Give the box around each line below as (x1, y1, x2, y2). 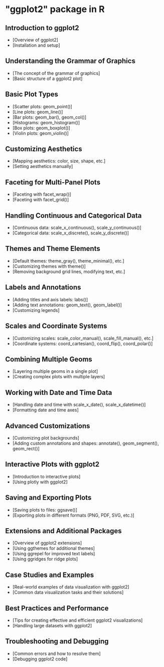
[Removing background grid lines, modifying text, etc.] (12, 268, 125, 275)
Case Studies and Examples (5, 570, 94, 579)
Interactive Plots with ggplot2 (5, 460, 99, 469)
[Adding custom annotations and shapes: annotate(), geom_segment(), (12, 440, 159, 446)
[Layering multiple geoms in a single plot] (12, 368, 98, 374)
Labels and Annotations (5, 283, 81, 292)
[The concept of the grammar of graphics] (12, 70, 100, 76)
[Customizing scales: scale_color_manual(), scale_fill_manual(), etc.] (12, 335, 154, 341)
